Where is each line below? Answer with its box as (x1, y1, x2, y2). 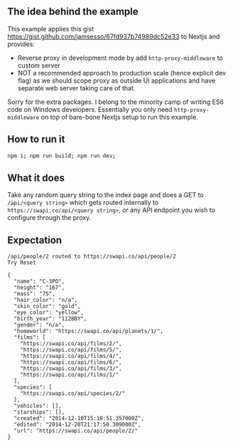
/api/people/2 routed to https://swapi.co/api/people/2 (7, 253, 176, 261)
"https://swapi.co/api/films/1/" (20, 372, 119, 379)
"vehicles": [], (13, 402, 62, 410)
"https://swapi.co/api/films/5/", (20, 347, 122, 354)
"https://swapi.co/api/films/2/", (20, 340, 122, 347)
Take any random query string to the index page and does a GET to (7, 191, 204, 199)
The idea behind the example (7, 6, 139, 18)
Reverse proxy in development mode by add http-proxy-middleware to (17, 53, 224, 62)
